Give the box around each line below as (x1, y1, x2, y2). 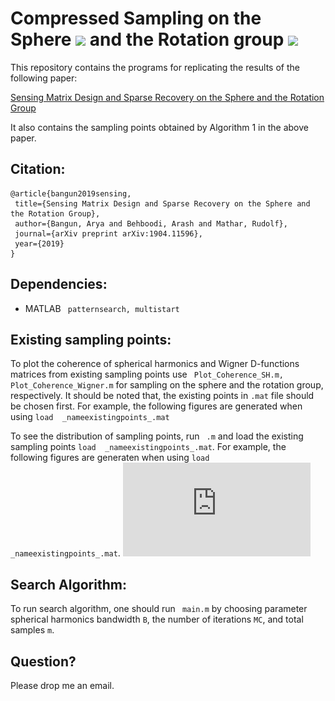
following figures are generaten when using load (10, 452, 210, 464)
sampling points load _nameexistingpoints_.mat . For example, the (10, 441, 287, 453)
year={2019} (14, 238, 65, 249)
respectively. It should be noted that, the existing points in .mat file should (10, 390, 315, 402)
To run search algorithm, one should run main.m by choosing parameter (10, 603, 308, 615)
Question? (10, 653, 77, 670)
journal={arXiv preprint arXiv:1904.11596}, (14, 228, 203, 239)
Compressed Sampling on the (10, 7, 262, 30)
